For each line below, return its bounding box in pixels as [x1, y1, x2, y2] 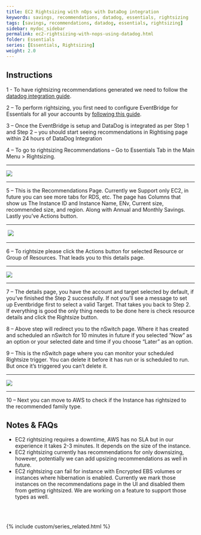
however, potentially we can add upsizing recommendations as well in [14, 455, 187, 462]
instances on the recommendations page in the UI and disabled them [14, 480, 185, 488]
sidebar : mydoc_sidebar [6, 25, 66, 32]
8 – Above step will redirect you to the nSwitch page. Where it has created [6, 325, 189, 332]
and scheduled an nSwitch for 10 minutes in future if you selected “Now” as [6, 331, 193, 339]
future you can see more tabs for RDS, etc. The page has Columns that [6, 193, 181, 200]
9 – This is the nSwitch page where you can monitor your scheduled [6, 349, 174, 357]
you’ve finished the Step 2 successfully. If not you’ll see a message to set [6, 294, 187, 302]
